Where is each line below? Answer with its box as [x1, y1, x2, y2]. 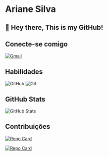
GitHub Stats [5, 95, 46, 104]
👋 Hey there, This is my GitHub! [5, 23, 104, 32]
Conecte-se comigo [5, 40, 68, 48]
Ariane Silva [5, 3, 56, 15]
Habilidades [5, 67, 43, 76]
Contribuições [5, 122, 51, 131]
